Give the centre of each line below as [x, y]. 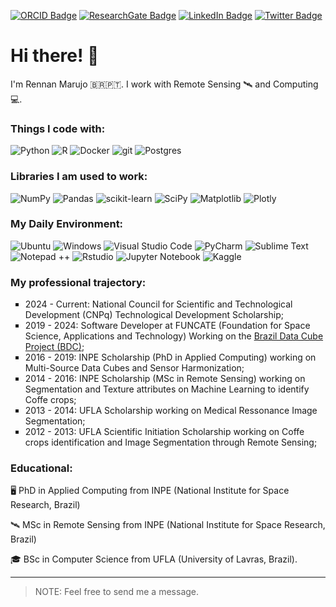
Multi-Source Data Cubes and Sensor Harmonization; [134, 368]
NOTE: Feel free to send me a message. [117, 592]
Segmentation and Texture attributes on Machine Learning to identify [167, 389]
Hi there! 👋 [55, 56]
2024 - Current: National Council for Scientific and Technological [158, 304]
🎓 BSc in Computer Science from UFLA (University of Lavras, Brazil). [154, 559]
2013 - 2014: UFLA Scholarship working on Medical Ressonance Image [171, 411]
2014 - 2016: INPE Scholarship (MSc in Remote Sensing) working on [165, 379]
